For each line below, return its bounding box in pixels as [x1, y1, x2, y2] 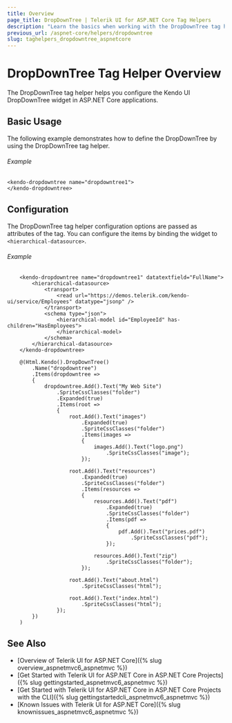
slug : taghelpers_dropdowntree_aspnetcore [7, 36, 131, 43]
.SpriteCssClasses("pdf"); [130, 534, 209, 542]
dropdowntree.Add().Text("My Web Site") [43, 383, 162, 390]
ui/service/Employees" [7, 298, 72, 305]
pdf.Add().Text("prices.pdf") [118, 529, 206, 536]
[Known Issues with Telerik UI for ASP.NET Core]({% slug [17, 700, 181, 708]
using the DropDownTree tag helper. [7, 141, 110, 149]
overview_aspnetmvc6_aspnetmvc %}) [17, 663, 128, 672]
